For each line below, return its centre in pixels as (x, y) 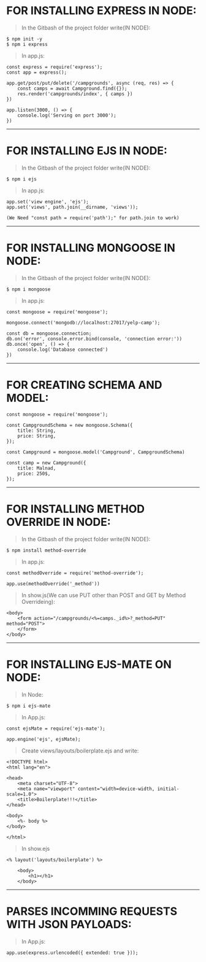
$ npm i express (27, 44)
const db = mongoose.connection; (49, 333)
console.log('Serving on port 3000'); (67, 115)
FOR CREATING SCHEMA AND (84, 385)
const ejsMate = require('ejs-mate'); (56, 729)
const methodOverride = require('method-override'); (75, 573)
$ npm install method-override (46, 550)
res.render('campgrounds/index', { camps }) (75, 94)
